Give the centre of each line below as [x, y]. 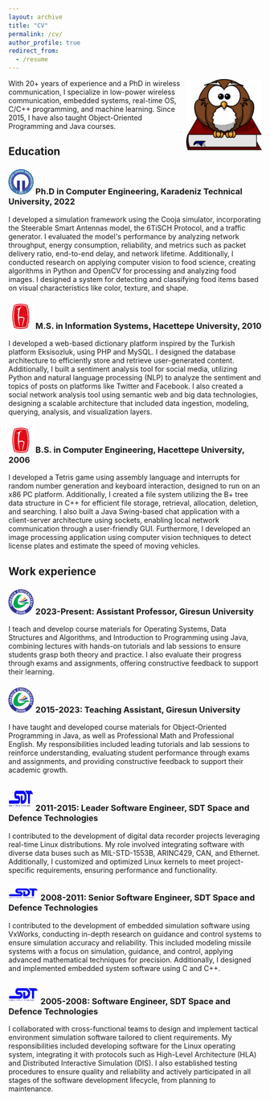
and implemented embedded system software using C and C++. [115, 968]
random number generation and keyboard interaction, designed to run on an [134, 486]
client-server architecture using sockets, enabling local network [114, 521]
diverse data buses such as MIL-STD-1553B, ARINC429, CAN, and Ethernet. [134, 853]
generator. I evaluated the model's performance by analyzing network [124, 236]
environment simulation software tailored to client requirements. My [120, 1038]
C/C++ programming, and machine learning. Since [92, 109]
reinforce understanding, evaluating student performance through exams [129, 753]
